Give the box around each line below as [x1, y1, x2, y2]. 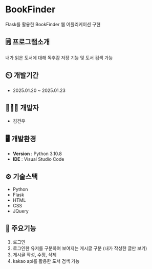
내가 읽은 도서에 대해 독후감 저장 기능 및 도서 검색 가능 [5, 54, 113, 61]
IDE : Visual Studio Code [12, 156, 64, 162]
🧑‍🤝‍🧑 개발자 [5, 103, 39, 112]
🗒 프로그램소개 [5, 37, 50, 47]
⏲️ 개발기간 [5, 71, 39, 80]
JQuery [12, 208, 29, 214]
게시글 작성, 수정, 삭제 [12, 252, 57, 258]
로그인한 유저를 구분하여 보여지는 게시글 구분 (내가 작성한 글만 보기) [12, 245, 147, 251]
